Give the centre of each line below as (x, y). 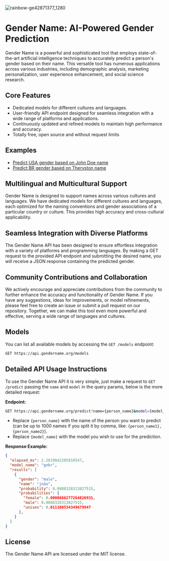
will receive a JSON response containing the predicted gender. (70, 261)
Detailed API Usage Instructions (56, 369)
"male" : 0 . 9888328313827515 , (54, 503)
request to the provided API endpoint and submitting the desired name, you (83, 256)
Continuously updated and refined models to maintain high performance (87, 124)
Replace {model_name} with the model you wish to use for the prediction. (87, 437)
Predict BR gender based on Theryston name (59, 168)
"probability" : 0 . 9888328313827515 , (57, 489)
